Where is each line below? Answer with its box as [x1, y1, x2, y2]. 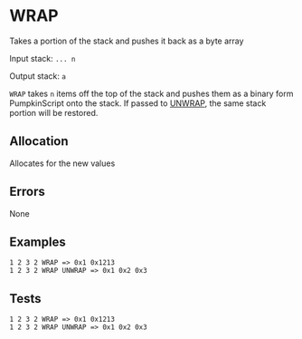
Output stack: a [9, 70, 66, 82]
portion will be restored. [9, 107, 99, 118]
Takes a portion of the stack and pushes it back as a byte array [9, 35, 244, 46]
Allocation [9, 133, 70, 150]
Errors [9, 184, 45, 199]
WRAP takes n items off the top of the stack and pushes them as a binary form [9, 88, 294, 99]
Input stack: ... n [9, 53, 76, 63]
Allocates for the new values [9, 158, 116, 169]
